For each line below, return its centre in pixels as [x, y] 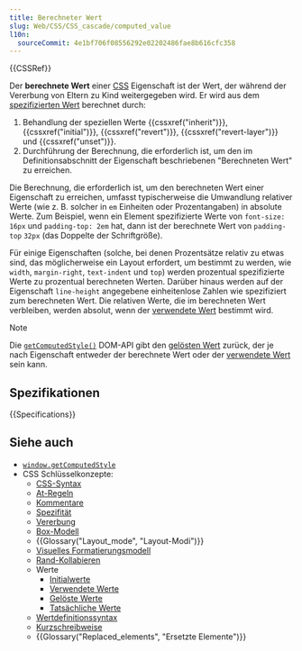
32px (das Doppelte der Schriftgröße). [93, 236]
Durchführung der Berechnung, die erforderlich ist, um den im [137, 151]
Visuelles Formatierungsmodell [93, 550]
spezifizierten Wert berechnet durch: [78, 105]
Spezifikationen [55, 393]
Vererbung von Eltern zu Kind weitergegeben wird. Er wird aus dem [134, 95]
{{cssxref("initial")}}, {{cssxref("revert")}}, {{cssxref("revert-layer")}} [151, 132]
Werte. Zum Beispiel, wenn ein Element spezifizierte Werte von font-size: [147, 216]
